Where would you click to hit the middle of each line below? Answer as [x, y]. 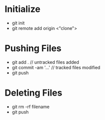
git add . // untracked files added [45, 62]
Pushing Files [33, 49]
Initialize [23, 9]
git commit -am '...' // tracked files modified [56, 67]
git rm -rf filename [31, 107]
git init [18, 23]
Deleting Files [34, 93]
